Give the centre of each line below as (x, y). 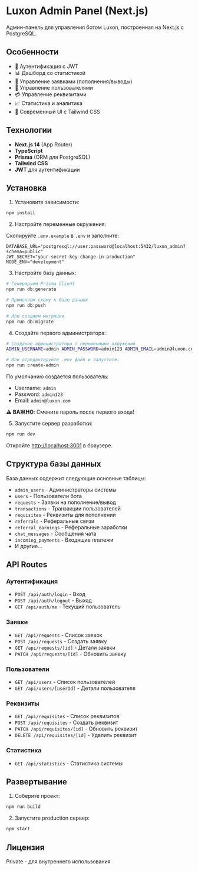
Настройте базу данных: (45, 273)
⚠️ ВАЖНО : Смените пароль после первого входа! (70, 412)
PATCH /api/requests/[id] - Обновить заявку (70, 654)
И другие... (28, 546)
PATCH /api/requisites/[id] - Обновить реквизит (76, 729)
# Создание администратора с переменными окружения (71, 343)
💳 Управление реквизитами (50, 94)
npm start (18, 829)
